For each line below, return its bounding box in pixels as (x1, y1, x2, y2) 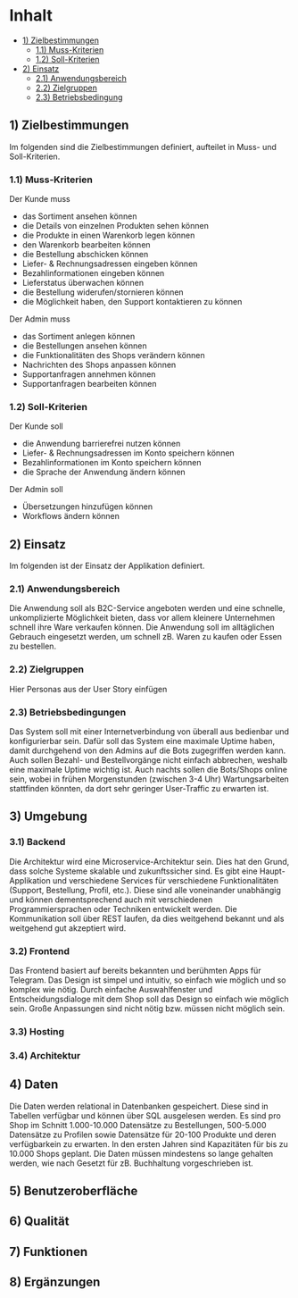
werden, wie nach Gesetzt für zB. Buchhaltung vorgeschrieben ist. (9, 1158, 254, 1168)
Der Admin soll (9, 484, 64, 495)
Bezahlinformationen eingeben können (21, 268, 165, 279)
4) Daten (9, 1077, 59, 1093)
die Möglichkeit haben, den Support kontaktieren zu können (21, 297, 243, 307)
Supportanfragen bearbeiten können (21, 379, 158, 389)
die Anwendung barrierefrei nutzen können (21, 439, 181, 449)
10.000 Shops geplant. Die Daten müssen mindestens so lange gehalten (9, 1148, 274, 1159)
